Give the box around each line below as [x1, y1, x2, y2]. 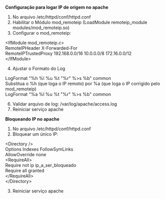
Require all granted [5, 168, 45, 173]
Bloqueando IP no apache [5, 116, 60, 122]
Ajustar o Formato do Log [12, 65, 65, 71]
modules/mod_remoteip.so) [12, 25, 70, 31]
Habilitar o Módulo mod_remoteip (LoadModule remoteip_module [12, 20, 147, 25]
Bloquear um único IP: [12, 131, 59, 137]
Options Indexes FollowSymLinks [5, 146, 74, 152]
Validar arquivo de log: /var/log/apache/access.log [12, 101, 117, 107]
